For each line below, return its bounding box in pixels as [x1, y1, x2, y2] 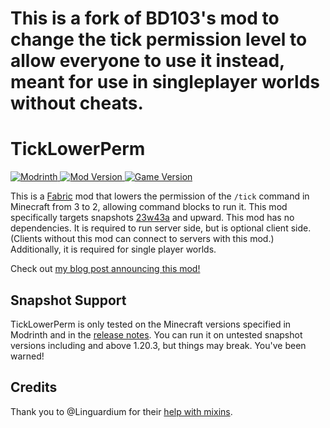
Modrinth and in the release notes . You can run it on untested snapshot [10, 328, 303, 341]
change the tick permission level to [10, 28, 308, 51]
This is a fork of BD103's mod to [10, 7, 280, 30]
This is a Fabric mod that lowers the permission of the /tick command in [10, 190, 310, 202]
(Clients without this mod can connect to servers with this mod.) [10, 233, 275, 245]
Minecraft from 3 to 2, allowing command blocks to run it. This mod [10, 201, 288, 213]
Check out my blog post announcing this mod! [10, 263, 201, 275]
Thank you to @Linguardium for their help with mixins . [10, 405, 233, 417]
